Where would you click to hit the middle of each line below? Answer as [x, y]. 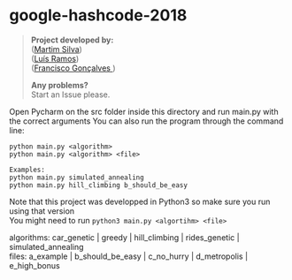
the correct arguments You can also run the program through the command [146, 121]
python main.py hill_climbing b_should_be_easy [99, 185]
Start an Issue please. [70, 95]
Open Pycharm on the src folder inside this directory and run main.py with [144, 111]
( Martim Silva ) [56, 49]
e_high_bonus [35, 265]
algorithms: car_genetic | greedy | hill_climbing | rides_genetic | [125, 237]
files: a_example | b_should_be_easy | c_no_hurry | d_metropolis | [129, 256]
